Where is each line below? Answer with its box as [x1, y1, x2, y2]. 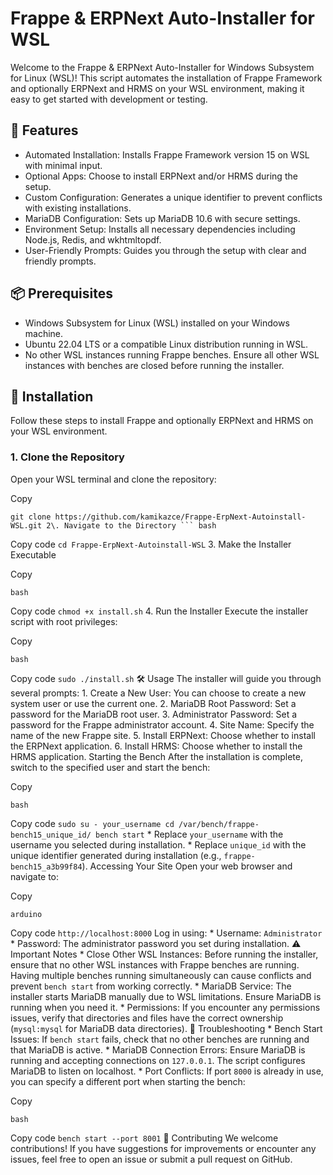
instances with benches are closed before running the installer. [24, 359, 285, 371]
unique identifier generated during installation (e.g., [10, 849, 222, 861]
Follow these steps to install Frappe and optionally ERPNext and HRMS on [10, 415, 314, 427]
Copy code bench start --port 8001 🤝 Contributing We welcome [10, 1132, 279, 1144]
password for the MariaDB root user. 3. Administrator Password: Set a [10, 708, 298, 720]
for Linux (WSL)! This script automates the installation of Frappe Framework [10, 72, 323, 84]
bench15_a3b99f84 [10, 862, 83, 872]
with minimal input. [24, 159, 103, 171]
